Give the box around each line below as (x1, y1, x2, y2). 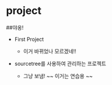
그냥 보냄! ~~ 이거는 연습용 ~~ (23, 72, 93, 79)
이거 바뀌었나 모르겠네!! (23, 48, 77, 55)
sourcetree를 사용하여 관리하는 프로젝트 (14, 60, 107, 67)
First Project (14, 36, 44, 42)
